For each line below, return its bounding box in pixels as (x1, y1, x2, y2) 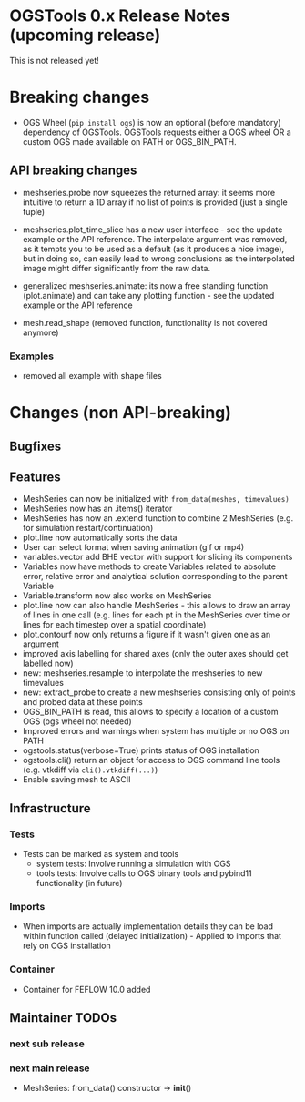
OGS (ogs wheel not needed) (22, 716, 132, 727)
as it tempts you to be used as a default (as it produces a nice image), (22, 243, 285, 254)
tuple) (22, 206, 46, 217)
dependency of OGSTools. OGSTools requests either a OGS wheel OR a (22, 127, 291, 138)
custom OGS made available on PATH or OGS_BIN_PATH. (22, 136, 237, 147)
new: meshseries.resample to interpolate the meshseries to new (22, 668, 263, 679)
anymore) (22, 327, 59, 338)
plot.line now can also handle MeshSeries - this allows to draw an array (22, 600, 290, 611)
